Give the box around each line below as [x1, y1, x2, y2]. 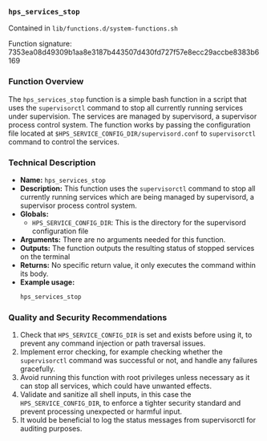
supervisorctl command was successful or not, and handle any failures [19, 356, 258, 366]
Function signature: [8, 39, 72, 49]
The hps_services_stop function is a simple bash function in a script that [8, 94, 247, 103]
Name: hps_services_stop [19, 175, 107, 184]
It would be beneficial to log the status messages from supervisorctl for [19, 415, 257, 425]
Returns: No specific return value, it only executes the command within [19, 260, 257, 269]
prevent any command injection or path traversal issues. [19, 338, 206, 348]
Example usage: [19, 277, 75, 287]
